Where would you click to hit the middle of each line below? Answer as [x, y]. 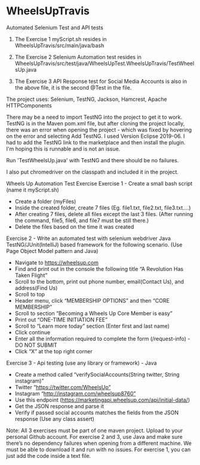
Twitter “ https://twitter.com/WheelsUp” [63, 387]
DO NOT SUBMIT [36, 345]
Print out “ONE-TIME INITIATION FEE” [61, 319]
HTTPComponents [29, 105]
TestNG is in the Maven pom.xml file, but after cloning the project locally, [96, 123]
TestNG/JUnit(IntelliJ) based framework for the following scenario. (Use [94, 244]
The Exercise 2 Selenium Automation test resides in [78, 57]
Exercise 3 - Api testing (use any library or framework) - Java [81, 363]
